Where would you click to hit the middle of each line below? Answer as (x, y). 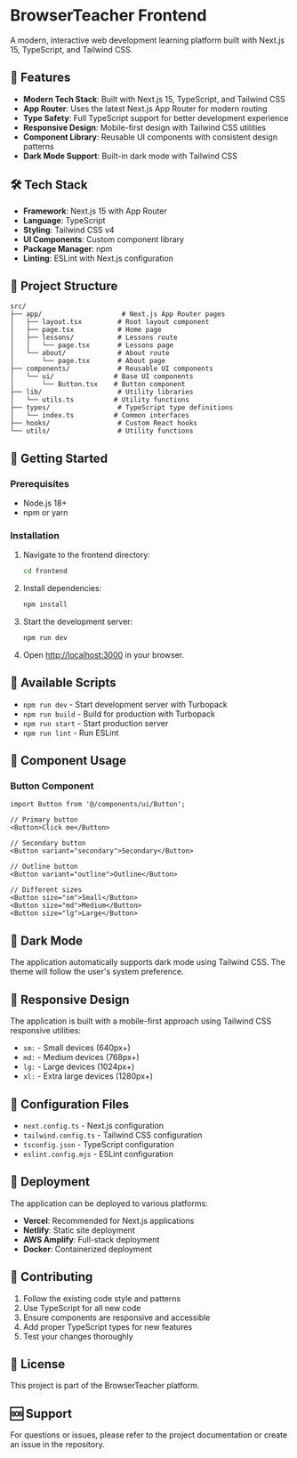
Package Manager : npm (68, 248)
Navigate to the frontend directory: (86, 555)
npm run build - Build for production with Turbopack (119, 714)
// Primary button (44, 820)
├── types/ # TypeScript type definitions (122, 408)
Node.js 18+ (45, 503)
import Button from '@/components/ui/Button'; (98, 805)
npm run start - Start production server (96, 723)
